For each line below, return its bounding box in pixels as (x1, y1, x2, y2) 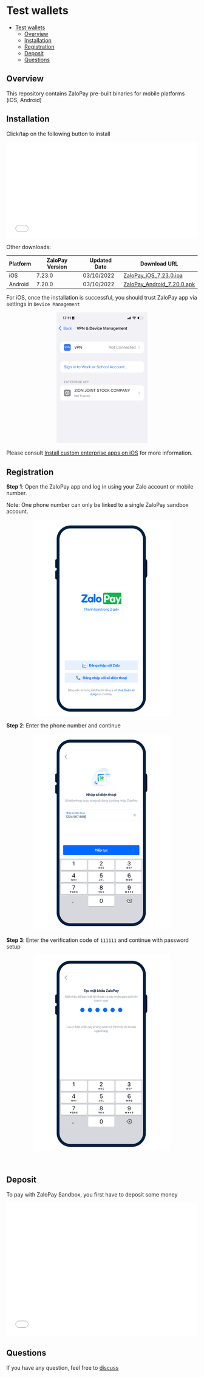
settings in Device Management (6, 300, 80, 307)
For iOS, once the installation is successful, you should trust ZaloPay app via (6, 294, 197, 301)
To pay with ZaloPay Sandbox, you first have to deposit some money (6, 1190, 178, 1198)
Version (47, 263, 67, 270)
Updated (89, 256, 112, 264)
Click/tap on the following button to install (6, 130, 110, 137)
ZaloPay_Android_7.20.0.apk (123, 280, 195, 287)
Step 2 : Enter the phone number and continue (6, 722, 121, 729)
